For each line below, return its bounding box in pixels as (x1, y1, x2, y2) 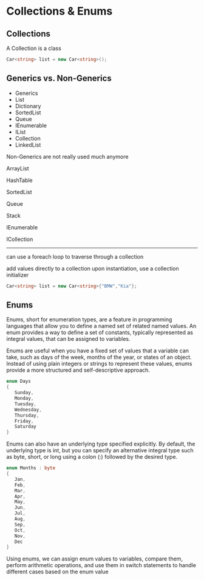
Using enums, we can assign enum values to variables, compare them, (6, 555, 183, 562)
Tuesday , (14, 400, 36, 407)
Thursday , (14, 412, 39, 418)
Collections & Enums (6, 4, 113, 18)
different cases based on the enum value (6, 568, 109, 576)
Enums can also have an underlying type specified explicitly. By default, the (6, 440, 195, 448)
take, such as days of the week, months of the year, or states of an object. (6, 354, 192, 361)
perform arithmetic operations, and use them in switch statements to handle (6, 562, 196, 569)
